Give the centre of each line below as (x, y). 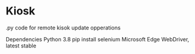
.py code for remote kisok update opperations (63, 28)
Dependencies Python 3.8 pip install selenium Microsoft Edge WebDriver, (97, 39)
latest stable (21, 46)
